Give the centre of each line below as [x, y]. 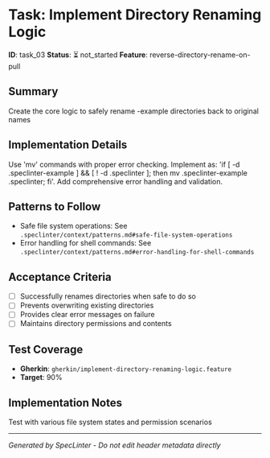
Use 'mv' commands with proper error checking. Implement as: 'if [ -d [124, 164]
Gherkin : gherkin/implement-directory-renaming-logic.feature [125, 369]
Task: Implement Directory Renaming [135, 15]
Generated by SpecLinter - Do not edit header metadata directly [115, 445]
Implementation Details [68, 145]
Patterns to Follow [55, 206]
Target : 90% [41, 378]
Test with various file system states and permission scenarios [110, 422]
